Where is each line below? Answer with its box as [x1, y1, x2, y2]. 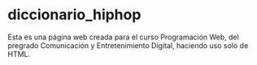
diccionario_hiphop [7, 6, 142, 24]
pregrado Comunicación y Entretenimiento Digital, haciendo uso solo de [7, 40, 249, 50]
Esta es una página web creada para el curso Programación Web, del [7, 32, 239, 42]
